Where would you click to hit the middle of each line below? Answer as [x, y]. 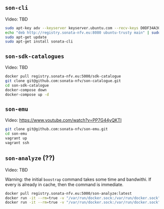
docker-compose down [26, 90]
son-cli [17, 8]
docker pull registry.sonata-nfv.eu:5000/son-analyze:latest [69, 193]
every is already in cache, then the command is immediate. [64, 184]
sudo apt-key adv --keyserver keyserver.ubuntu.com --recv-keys [72, 28]
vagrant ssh [17, 143]
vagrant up [16, 138]
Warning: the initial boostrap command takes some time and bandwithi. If [78, 179]
